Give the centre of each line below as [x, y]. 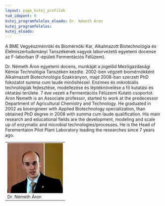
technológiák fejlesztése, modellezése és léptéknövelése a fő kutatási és [79, 88]
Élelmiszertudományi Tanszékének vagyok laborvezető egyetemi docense [81, 52]
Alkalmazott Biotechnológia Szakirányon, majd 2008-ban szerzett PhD [77, 77]
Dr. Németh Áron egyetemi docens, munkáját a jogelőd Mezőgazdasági [78, 67]
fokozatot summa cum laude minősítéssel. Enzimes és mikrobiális [72, 83]
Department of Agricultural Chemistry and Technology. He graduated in [78, 103]
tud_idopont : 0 [21, 16]
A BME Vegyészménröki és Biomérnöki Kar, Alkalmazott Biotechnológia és [81, 46]
